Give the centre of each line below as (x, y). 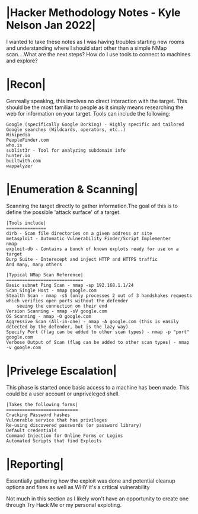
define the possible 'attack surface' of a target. (63, 212)
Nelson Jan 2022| (51, 25)
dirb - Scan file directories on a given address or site (79, 233)
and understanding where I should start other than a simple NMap (87, 48)
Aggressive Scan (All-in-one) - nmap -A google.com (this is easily (92, 321)
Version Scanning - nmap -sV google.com (57, 311)
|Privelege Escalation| (62, 371)
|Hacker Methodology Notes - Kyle (93, 13)
